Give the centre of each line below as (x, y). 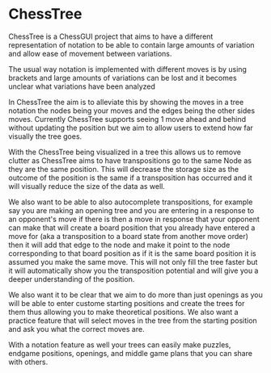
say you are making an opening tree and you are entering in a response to (131, 210)
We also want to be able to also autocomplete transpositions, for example (131, 202)
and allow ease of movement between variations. (90, 53)
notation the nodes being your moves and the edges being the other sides (132, 111)
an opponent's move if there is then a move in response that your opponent (134, 219)
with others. (28, 362)
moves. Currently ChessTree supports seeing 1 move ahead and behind (127, 119)
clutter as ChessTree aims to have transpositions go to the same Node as (130, 160)
